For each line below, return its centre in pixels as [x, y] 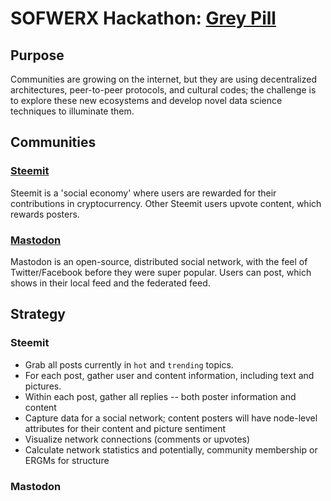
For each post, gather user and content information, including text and [169, 375]
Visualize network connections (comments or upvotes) [137, 439]
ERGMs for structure [67, 460]
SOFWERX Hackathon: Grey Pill [143, 18]
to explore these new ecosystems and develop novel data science [146, 100]
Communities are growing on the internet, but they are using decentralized [163, 79]
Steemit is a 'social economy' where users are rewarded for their [143, 193]
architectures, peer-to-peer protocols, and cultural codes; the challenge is [163, 90]
